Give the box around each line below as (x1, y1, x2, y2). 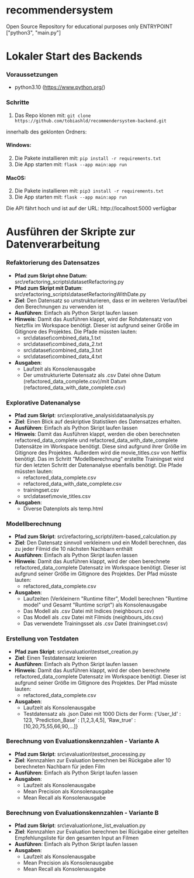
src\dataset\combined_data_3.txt (23, 347, 102, 354)
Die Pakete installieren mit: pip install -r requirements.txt (14, 155, 161, 162)
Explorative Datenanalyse (6, 399, 81, 407)
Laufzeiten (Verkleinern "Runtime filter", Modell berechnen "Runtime (23, 595, 188, 602)
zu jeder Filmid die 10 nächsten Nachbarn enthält (14, 546, 133, 553)
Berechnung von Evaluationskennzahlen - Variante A (6, 737, 160, 745)
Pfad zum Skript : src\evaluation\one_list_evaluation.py (14, 822, 146, 829)
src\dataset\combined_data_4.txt (23, 352, 102, 360)
